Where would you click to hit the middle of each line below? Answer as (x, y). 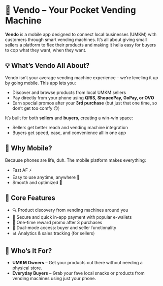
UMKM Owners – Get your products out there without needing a (77, 263)
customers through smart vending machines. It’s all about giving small (76, 40)
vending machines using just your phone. (54, 279)
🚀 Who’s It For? (29, 251)
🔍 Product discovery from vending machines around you (70, 210)
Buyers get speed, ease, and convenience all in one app (69, 133)
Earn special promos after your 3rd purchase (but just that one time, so (85, 103)
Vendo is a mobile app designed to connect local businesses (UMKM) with (81, 34)
